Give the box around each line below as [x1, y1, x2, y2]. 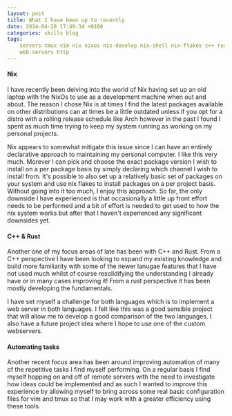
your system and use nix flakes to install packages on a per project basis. [7, 180, 216, 188]
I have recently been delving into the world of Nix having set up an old [7, 86, 206, 94]
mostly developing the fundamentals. [7, 284, 113, 292]
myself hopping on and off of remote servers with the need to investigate [7, 372, 215, 381]
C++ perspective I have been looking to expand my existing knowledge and [7, 255, 222, 263]
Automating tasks [7, 343, 60, 351]
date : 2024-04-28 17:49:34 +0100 [7, 23, 104, 30]
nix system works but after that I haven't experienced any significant [7, 209, 202, 218]
